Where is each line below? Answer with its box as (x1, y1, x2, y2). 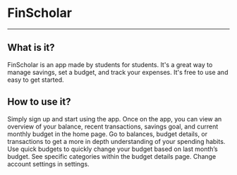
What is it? (7, 42, 55, 54)
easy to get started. (7, 76, 64, 84)
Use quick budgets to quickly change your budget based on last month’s (7, 145, 218, 153)
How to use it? (7, 96, 71, 108)
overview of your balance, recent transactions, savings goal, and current (7, 122, 219, 131)
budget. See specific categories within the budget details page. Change (7, 152, 217, 160)
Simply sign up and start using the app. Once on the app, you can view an (7, 114, 222, 123)
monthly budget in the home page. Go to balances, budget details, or (7, 129, 208, 138)
